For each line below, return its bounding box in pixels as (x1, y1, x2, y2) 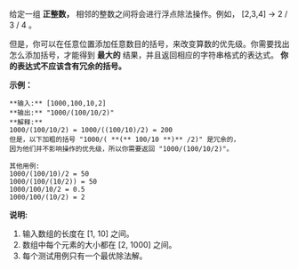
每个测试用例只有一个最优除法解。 (21, 250, 148, 261)
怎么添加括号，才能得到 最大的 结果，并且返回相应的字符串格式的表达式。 (9, 50, 278, 60)
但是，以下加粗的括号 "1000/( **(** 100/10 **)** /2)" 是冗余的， (9, 135, 240, 144)
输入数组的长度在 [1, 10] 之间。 (21, 228, 135, 239)
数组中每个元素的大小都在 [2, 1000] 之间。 (21, 240, 177, 249)
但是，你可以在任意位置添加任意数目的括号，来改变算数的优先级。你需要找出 (9, 39, 290, 49)
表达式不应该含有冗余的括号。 (16, 61, 126, 71)
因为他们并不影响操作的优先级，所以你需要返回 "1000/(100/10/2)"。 (9, 145, 234, 154)
